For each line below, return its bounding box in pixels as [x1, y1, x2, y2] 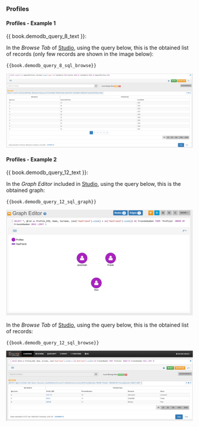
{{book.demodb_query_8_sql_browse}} [6, 63, 97, 69]
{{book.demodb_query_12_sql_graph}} [6, 199, 97, 205]
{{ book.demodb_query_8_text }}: [6, 33, 87, 40]
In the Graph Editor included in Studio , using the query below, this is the [6, 181, 181, 188]
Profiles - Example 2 [6, 156, 57, 163]
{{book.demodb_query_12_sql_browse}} [6, 340, 99, 346]
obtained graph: [6, 186, 46, 194]
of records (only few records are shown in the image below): [6, 50, 154, 58]
